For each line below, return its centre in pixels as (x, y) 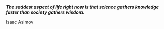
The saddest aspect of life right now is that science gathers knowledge (82, 7)
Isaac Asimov (20, 22)
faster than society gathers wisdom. (45, 12)
